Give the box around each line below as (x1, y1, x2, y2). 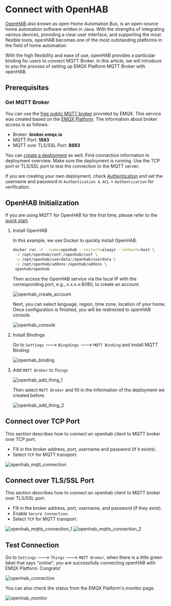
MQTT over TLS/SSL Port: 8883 (12, 142, 81, 148)
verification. (5, 183, 31, 190)
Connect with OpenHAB (5, 4, 109, 15)
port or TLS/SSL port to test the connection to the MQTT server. (5, 163, 140, 169)
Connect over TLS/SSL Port (5, 476, 94, 485)
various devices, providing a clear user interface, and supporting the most (5, 31, 161, 37)
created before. (12, 392, 46, 398)
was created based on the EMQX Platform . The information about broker (5, 116, 158, 122)
